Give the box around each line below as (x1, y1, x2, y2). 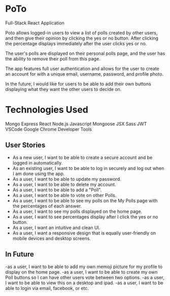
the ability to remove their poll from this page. (5, 55, 100, 61)
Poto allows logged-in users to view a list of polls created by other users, (5, 29, 158, 36)
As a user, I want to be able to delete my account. (12, 181, 116, 187)
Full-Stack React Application (5, 20, 65, 26)
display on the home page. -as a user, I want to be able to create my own (5, 269, 158, 275)
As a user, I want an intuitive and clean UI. (12, 224, 100, 231)
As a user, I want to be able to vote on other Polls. (12, 192, 117, 198)
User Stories (5, 141, 46, 150)
